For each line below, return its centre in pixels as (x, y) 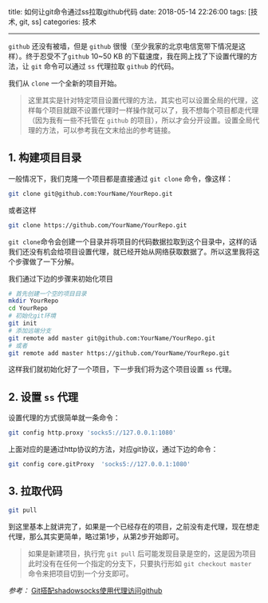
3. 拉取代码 (35, 491)
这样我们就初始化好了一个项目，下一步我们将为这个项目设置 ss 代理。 (122, 369)
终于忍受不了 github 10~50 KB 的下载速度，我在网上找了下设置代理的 (138, 56)
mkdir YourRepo (33, 301)
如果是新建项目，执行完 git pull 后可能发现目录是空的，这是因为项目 (142, 553)
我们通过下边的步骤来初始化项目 (61, 278)
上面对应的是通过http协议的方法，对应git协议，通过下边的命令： (113, 449)
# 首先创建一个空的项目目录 (48, 294)
